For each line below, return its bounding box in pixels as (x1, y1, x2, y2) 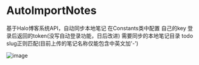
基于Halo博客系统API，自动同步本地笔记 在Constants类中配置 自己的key (6, 24, 187, 32)
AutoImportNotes (6, 4, 97, 18)
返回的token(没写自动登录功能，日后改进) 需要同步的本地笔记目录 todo (16, 32, 194, 39)
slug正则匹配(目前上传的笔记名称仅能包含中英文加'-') (6, 39, 139, 47)
